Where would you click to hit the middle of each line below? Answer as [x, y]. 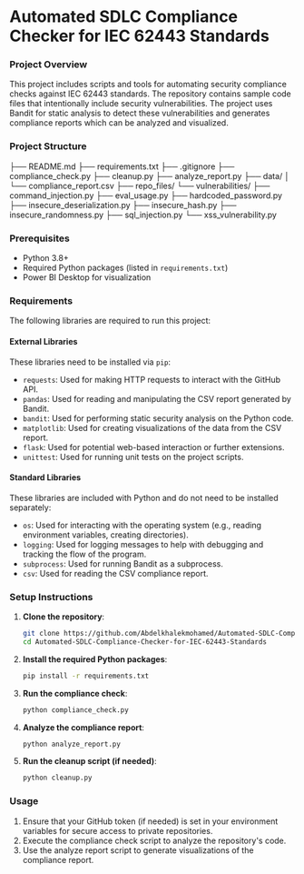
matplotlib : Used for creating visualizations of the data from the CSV [152, 427]
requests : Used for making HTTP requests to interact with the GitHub [152, 379]
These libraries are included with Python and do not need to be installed [144, 497]
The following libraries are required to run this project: [110, 321]
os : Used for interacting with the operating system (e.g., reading [142, 525]
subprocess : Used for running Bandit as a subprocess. [123, 563]
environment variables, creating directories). [105, 535]
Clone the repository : [64, 617]
